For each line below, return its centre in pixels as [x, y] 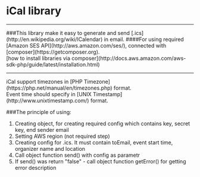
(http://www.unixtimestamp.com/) [48, 100]
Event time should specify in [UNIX [49, 94]
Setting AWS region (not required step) [62, 136]
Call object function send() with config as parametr [77, 155]
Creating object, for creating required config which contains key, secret [102, 124]
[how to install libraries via [38, 58]
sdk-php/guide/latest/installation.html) [53, 64]
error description [35, 167]
